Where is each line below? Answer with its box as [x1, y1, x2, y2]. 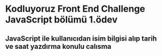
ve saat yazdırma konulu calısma [5, 42, 112, 51]
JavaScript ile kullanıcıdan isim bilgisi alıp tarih [5, 34, 157, 43]
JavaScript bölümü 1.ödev [5, 14, 118, 25]
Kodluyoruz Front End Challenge [5, 3, 145, 15]
